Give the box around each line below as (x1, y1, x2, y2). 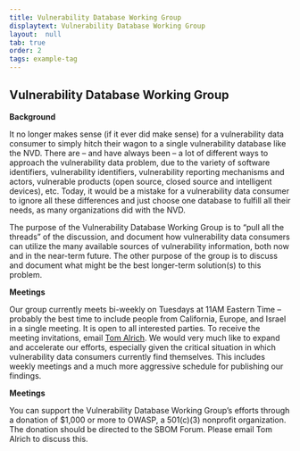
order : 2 (9, 46, 42, 55)
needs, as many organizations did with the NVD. (9, 205, 186, 215)
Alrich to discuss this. (9, 433, 88, 444)
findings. (9, 370, 42, 380)
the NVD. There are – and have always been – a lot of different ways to (9, 147, 269, 158)
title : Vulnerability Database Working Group (9, 13, 181, 22)
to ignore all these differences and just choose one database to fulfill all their (9, 195, 291, 205)
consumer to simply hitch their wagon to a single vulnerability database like (9, 138, 287, 148)
